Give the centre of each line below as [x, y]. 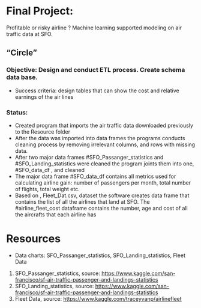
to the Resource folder [43, 132]
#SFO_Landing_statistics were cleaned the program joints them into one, [104, 164]
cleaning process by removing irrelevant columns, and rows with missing [105, 144]
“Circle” [22, 53]
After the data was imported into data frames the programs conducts [100, 138]
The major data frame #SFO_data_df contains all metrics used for [95, 176]
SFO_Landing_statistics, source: [54, 286]
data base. [22, 77]
